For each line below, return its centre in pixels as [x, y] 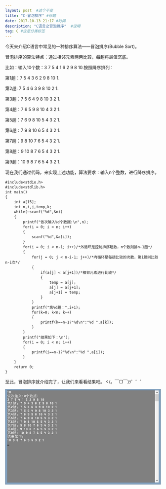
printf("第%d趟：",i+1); [56, 308]
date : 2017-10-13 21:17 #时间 [35, 21]
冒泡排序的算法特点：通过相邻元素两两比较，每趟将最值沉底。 [68, 57]
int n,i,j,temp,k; [33, 207]
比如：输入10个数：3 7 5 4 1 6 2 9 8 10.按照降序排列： [60, 68]
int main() [16, 192]
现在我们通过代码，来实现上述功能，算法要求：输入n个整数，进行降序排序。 [82, 172]
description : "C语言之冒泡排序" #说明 [43, 26]
